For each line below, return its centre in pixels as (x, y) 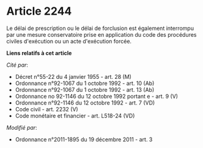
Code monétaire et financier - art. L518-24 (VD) (75, 116)
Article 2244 (39, 11)
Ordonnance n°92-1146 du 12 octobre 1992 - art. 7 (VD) (85, 103)
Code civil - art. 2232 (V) (46, 109)
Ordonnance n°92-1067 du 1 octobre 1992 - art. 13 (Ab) (85, 89)
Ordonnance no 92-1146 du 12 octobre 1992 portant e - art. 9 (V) (97, 96)
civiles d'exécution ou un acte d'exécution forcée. (69, 41)
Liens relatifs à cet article (39, 53)
